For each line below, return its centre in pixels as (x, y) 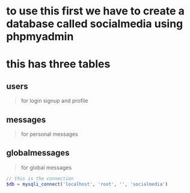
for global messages (46, 167)
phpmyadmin (40, 37)
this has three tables (58, 64)
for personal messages (49, 134)
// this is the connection (40, 179)
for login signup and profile (54, 101)
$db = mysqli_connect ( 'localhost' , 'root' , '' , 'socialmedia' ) (87, 184)
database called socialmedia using (95, 24)
